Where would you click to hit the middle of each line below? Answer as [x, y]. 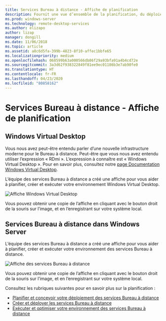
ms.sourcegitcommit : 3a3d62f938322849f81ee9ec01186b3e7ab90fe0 [72, 65]
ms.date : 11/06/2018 [26, 42]
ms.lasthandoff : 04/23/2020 [34, 79]
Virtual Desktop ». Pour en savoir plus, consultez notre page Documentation [83, 164]
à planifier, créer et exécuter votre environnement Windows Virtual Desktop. [82, 184]
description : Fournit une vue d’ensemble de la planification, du [75, 14]
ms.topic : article [24, 46]
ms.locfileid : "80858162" [32, 83]
